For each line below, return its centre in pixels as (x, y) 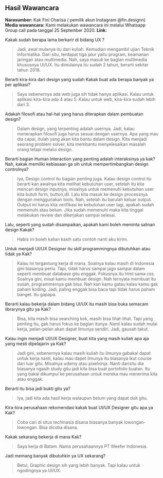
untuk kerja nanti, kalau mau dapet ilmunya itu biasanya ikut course (84, 358)
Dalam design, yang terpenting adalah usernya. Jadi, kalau (76, 129)
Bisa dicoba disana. (58, 427)
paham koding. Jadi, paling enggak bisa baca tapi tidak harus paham (86, 289)
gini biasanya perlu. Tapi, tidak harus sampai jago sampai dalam (81, 268)
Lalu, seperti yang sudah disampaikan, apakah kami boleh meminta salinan (80, 224)
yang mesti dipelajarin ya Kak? (36, 344)
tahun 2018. (29, 70)
